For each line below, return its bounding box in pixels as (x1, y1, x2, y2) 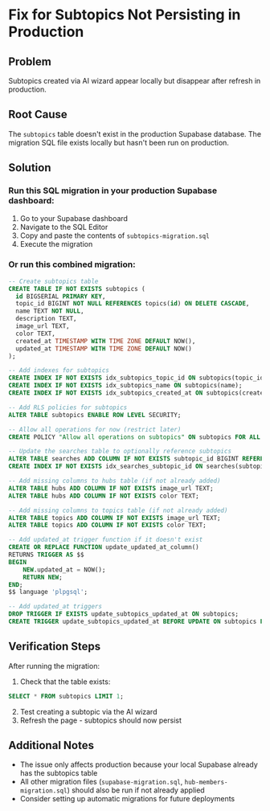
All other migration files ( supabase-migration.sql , (19, 777, 183, 787)
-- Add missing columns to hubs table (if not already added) (8, 477, 221, 485)
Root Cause (8, 108, 68, 121)
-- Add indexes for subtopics (8, 367, 110, 375)
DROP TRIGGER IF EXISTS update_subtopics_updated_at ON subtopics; (8, 610, 239, 618)
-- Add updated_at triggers (8, 603, 103, 611)
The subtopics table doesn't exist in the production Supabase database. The (8, 129, 262, 138)
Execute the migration (19, 239, 93, 248)
